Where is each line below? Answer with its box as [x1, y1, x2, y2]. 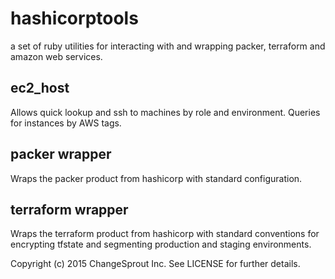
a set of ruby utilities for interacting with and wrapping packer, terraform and [10, 40, 326, 52]
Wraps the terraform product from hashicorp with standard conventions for [10, 228, 320, 240]
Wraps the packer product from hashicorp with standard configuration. [10, 172, 303, 184]
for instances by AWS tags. [10, 117, 122, 129]
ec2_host [10, 80, 70, 97]
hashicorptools [10, 7, 139, 30]
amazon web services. [10, 50, 103, 62]
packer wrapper [10, 146, 112, 163]
